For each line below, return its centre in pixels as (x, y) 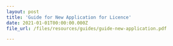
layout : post (23, 12)
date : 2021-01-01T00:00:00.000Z (47, 23)
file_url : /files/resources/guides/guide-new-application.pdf (86, 28)
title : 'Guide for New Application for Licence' (69, 17)
